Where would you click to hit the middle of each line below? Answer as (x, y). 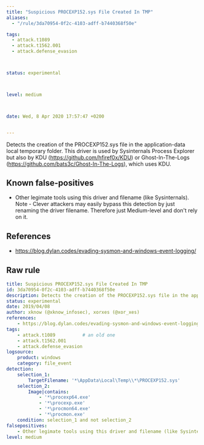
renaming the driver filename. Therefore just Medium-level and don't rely (106, 210)
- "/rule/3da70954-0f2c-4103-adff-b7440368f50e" (74, 23)
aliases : (17, 18)
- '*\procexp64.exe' (65, 397)
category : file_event (44, 363)
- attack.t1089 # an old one (66, 335)
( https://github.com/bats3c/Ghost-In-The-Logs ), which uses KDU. (89, 164)
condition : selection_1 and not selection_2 (74, 420)
